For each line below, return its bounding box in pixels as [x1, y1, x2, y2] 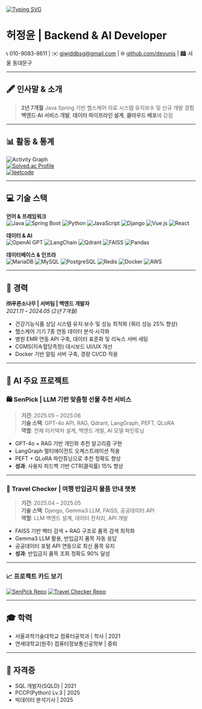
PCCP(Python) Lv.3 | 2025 [14, 689, 81, 696]
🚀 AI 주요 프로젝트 [6, 375, 69, 386]
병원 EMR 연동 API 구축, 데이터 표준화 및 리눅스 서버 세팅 [14, 335, 148, 343]
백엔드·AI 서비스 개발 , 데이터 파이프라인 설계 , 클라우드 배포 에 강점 [20, 112, 173, 119]
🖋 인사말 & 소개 [6, 84, 63, 95]
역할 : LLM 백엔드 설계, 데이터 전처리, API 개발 [20, 515, 128, 522]
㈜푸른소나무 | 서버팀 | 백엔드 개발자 [6, 300, 90, 307]
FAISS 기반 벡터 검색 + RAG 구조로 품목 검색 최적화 [14, 527, 135, 535]
